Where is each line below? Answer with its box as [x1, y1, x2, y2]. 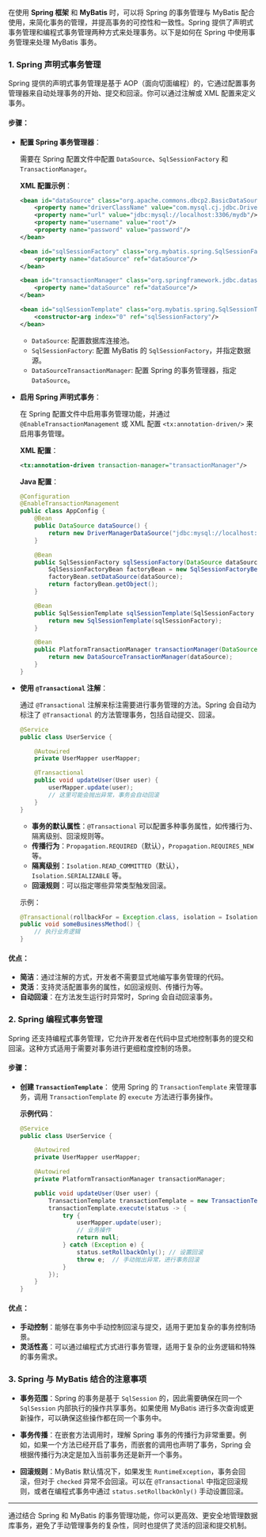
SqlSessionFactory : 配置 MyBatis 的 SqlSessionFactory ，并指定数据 [31, 345, 251, 355]
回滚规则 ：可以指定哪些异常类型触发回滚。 [31, 881, 171, 890]
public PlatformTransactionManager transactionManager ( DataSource [34, 645, 258, 654]
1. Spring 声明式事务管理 [8, 59, 101, 70]
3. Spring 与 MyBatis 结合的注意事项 [8, 1374, 147, 1385]
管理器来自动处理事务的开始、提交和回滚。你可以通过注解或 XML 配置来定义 [8, 89, 256, 98]
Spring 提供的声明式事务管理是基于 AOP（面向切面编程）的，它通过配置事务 [8, 78, 256, 88]
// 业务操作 [76, 1227, 112, 1235]
